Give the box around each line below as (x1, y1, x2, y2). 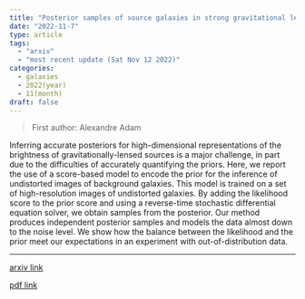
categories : (9, 64, 54, 73)
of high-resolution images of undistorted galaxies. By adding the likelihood (9, 188, 289, 199)
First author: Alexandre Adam (31, 122, 143, 133)
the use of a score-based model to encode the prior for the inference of (9, 169, 279, 179)
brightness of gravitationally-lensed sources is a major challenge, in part (9, 149, 280, 160)
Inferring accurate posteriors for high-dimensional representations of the (9, 140, 282, 150)
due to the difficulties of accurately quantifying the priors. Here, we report (9, 159, 286, 170)
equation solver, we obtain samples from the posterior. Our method (9, 207, 261, 218)
